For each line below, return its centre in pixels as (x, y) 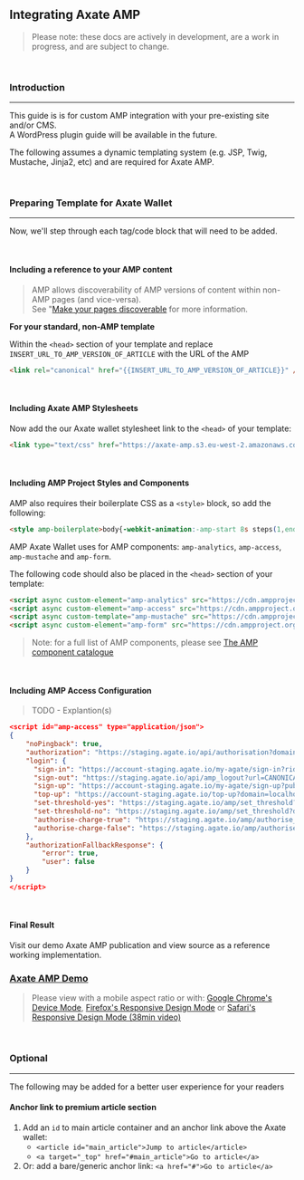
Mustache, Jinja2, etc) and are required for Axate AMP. (112, 162)
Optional (28, 1059)
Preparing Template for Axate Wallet (91, 203)
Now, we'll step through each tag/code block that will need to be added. (143, 231)
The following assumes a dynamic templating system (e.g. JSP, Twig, (138, 152)
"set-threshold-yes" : (74, 803)
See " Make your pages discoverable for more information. (140, 309)
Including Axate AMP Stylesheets (74, 408)
